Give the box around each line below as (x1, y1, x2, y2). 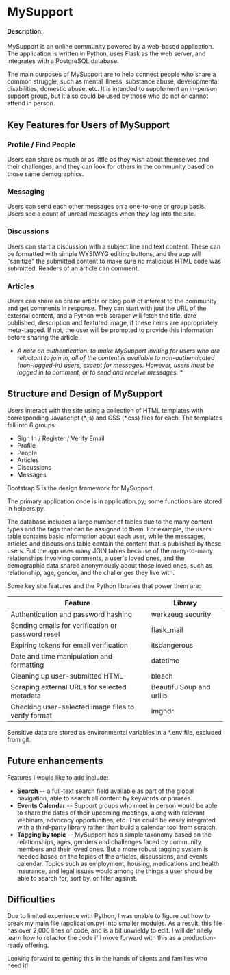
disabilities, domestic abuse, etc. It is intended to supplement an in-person (7, 85, 218, 93)
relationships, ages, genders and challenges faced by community (16, 837, 202, 846)
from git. (7, 735, 31, 744)
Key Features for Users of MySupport (7, 119, 170, 131)
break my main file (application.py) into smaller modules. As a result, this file (7, 919, 222, 928)
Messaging (7, 187, 46, 196)
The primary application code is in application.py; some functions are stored (7, 497, 222, 505)
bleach (151, 671, 173, 681)
